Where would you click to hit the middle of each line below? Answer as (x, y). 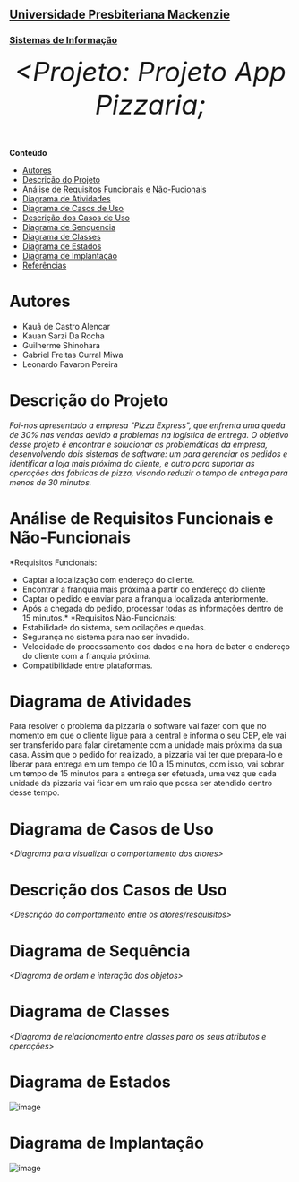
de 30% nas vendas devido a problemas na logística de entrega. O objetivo (149, 434)
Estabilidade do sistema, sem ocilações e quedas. (114, 627)
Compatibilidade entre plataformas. (87, 665)
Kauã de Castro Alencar (66, 326)
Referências (44, 265)
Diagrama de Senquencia (69, 227)
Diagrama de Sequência (100, 951)
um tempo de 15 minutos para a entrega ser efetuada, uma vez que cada (143, 774)
